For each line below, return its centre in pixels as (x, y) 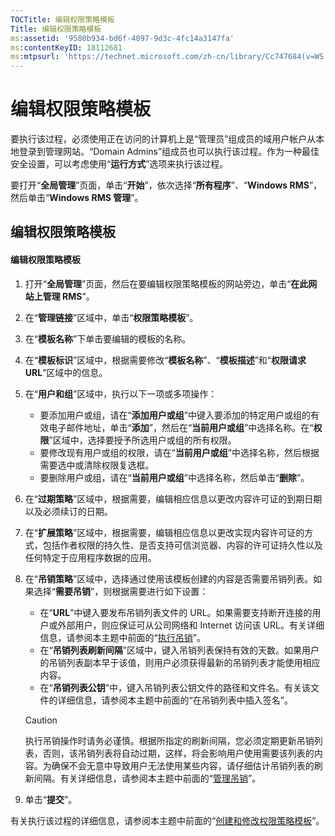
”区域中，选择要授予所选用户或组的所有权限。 (142, 440)
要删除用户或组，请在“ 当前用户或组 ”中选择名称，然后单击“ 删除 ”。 (174, 477)
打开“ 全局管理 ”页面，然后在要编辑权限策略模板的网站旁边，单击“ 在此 (166, 283)
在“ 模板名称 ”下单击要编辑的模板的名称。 (108, 338)
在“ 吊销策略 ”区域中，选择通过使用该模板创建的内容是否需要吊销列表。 (169, 578)
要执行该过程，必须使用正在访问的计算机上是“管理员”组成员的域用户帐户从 (163, 139)
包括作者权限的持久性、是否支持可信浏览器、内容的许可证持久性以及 (182, 545)
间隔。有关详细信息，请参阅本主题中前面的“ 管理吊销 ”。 (147, 778)
